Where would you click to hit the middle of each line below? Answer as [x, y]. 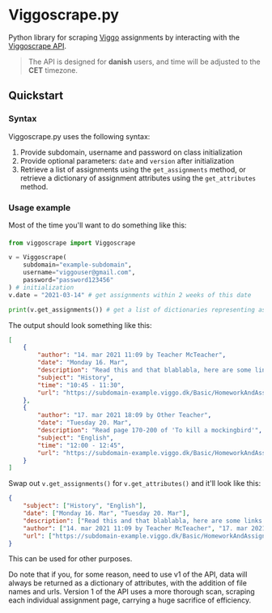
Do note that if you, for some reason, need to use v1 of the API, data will [128, 575]
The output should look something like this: [80, 325]
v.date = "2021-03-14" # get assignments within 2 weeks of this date [130, 295]
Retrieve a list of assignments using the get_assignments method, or [133, 169]
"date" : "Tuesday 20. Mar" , [85, 423]
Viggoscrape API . [38, 45]
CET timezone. [53, 70]
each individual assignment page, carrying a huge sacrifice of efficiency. [130, 600]
